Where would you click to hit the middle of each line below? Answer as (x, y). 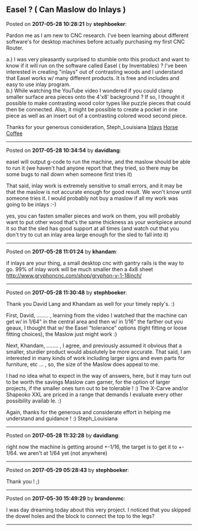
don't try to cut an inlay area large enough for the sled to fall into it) (88, 235)
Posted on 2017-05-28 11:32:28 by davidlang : (63, 435)
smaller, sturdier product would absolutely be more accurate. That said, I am (99, 352)
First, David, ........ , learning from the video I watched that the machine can (97, 315)
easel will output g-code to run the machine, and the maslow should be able (98, 161)
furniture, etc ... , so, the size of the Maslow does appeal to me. (83, 364)
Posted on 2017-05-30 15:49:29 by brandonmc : (66, 498)
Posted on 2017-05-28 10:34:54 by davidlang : (64, 150)
